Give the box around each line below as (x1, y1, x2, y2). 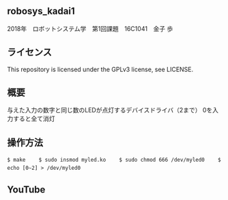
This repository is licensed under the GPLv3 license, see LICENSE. (7, 65, 194, 73)
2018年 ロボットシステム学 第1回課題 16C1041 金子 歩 (7, 24, 173, 33)
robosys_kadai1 (7, 5, 75, 17)
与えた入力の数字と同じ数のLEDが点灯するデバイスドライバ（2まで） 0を (7, 106, 213, 114)
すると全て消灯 (12, 114, 55, 123)
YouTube (7, 184, 46, 195)
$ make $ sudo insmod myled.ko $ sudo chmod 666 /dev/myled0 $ (7, 157, 221, 164)
